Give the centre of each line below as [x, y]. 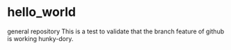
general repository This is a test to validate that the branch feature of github [116, 31]
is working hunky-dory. [40, 38]
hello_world [42, 12]
